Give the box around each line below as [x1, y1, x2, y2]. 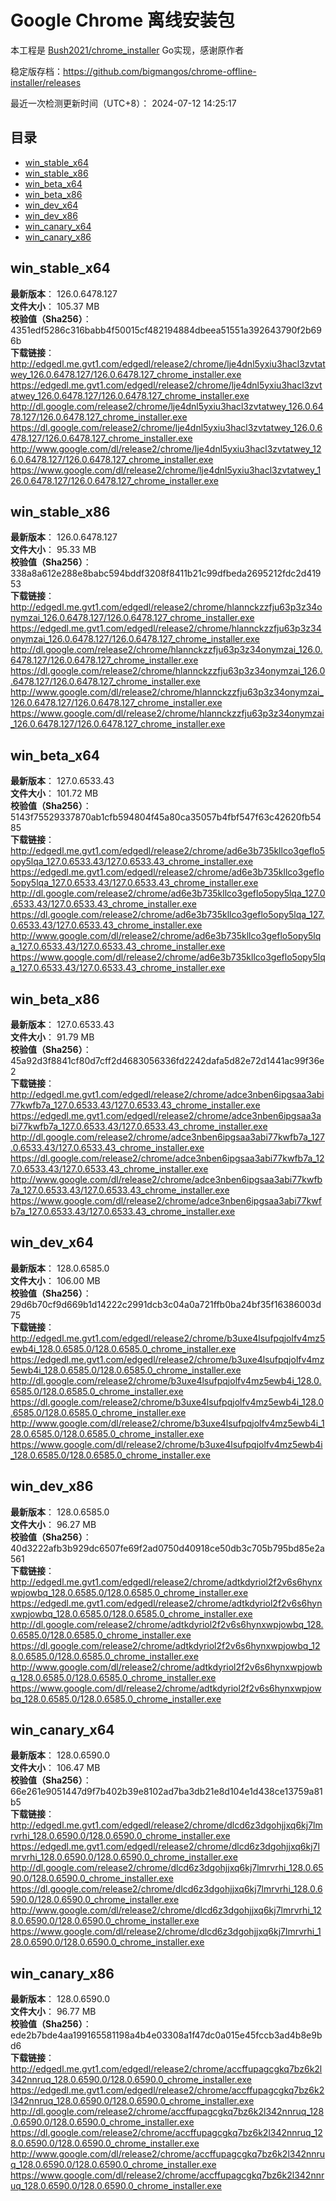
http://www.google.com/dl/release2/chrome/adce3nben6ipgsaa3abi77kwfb [10, 1174, 323, 1185]
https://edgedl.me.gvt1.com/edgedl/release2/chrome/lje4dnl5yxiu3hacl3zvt [10, 379, 323, 391]
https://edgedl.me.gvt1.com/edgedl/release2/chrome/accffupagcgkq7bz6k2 [10, 2084, 325, 2096]
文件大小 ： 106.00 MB [10, 1274, 101, 1286]
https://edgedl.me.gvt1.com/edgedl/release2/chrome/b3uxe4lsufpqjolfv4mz [10, 1353, 325, 1365]
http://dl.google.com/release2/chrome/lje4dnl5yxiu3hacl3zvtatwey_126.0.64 [10, 400, 324, 412]
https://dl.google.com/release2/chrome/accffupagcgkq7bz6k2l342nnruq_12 [10, 2127, 323, 2139]
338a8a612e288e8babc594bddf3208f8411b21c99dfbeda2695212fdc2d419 [10, 567, 322, 580]
